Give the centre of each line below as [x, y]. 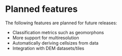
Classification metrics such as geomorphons [58, 32]
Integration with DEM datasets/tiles [48, 48]
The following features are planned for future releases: [61, 23]
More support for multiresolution [46, 38]
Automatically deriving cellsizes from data [55, 43]
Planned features [42, 9]
